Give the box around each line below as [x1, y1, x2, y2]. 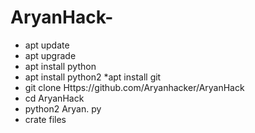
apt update [24, 39, 70, 51]
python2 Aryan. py [24, 102, 102, 115]
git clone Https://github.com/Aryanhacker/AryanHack [24, 81, 245, 93]
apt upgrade [24, 49, 77, 61]
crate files [24, 113, 67, 125]
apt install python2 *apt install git [24, 71, 162, 83]
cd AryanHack [24, 92, 85, 104]
